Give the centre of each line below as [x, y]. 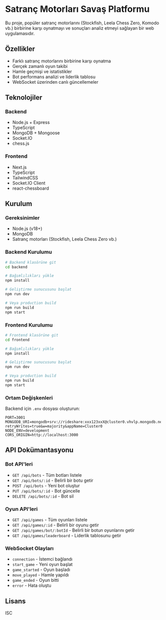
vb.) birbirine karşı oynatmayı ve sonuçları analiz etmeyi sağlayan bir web [80, 28]
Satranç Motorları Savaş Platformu [77, 9]
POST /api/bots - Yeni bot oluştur [46, 485]
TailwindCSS [25, 177]
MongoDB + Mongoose [36, 133]
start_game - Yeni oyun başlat [42, 564]
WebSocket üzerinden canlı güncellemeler [55, 82]
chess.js [21, 143]
